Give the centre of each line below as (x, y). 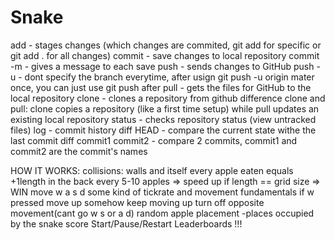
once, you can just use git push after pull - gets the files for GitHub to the (161, 87)
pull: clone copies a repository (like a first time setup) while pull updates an (165, 108)
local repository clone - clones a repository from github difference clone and (168, 98)
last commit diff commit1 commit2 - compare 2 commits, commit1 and (154, 140)
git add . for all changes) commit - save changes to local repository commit (165, 55)
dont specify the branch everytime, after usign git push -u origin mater (169, 77)
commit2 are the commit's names (79, 151)
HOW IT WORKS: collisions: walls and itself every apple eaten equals (152, 170)
